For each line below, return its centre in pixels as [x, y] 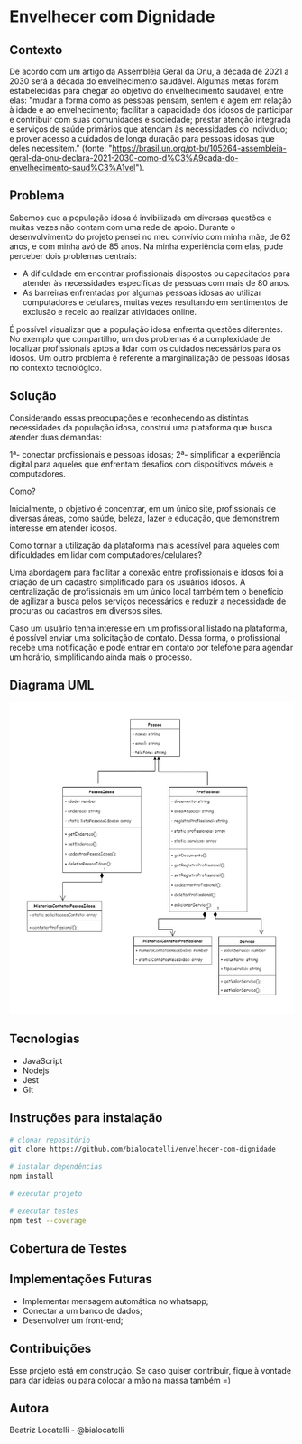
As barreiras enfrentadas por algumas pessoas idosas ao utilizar [142, 292]
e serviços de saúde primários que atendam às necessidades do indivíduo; [149, 129]
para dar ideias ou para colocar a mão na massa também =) [120, 1380]
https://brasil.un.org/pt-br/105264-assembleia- [199, 148]
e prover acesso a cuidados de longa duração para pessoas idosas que [142, 139]
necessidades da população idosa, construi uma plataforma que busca [141, 427]
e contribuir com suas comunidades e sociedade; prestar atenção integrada [150, 120]
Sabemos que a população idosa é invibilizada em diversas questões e [141, 218]
